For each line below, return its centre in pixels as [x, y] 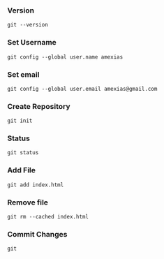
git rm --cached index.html [48, 217]
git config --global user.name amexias [65, 57]
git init [20, 121]
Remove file [28, 202]
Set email [23, 74]
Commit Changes [37, 234]
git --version [28, 25]
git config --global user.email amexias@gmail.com [82, 89]
